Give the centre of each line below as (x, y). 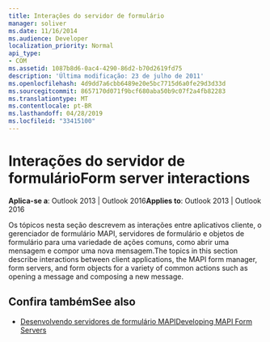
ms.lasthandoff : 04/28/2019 (56, 114)
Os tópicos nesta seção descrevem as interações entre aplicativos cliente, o (135, 225)
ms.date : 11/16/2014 (43, 31)
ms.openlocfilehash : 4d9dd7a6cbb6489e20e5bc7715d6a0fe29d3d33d (117, 83)
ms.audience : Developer (49, 38)
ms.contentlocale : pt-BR (50, 106)
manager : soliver (38, 23)
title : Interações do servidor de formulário (86, 16)
